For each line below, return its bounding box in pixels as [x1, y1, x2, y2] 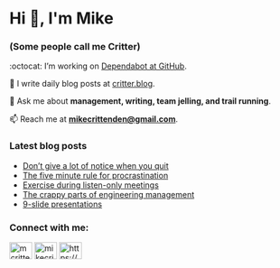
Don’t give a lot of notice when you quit [22, 160, 169, 171]
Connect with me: [9, 221, 89, 234]
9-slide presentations [22, 199, 102, 209]
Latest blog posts [9, 140, 88, 152]
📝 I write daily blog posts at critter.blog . [9, 79, 155, 89]
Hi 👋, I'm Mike [9, 8, 115, 29]
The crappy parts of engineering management [22, 189, 195, 199]
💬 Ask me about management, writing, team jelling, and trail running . [9, 96, 271, 106]
